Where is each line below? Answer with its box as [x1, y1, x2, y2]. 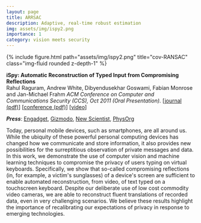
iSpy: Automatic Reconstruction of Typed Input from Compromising [6, 72, 179, 78]
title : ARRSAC [6, 14, 42, 20]
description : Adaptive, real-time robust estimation [6, 20, 141, 26]
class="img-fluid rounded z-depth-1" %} [6, 60, 107, 67]
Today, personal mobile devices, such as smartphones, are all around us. [6, 127, 187, 134]
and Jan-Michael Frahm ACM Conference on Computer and [6, 91, 155, 98]
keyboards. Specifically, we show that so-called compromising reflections [6, 165, 190, 172]
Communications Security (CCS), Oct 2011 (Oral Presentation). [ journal [6, 97, 182, 104]
